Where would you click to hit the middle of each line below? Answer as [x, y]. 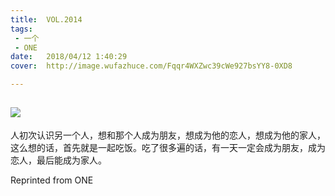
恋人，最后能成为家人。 [58, 160]
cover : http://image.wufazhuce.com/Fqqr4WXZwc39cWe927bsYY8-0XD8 [151, 66]
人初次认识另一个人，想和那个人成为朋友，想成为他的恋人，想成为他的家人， [168, 135]
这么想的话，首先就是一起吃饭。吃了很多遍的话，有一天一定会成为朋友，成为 [168, 147]
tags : [21, 29]
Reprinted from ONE [52, 180]
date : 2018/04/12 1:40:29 [69, 57]
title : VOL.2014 [46, 19]
